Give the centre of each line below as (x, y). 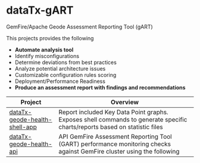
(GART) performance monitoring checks (115, 144)
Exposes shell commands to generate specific (123, 119)
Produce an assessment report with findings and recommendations (100, 87)
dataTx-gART (40, 10)
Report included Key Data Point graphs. (113, 112)
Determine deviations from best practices (66, 62)
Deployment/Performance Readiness (60, 81)
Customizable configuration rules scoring (65, 75)
